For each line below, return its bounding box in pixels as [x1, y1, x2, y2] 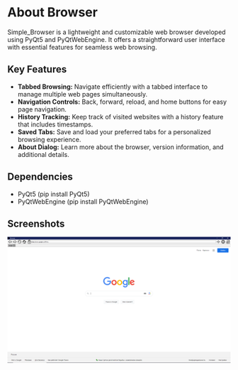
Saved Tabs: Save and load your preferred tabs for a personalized [17, 127, 211, 136]
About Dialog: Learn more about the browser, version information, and [17, 143, 225, 151]
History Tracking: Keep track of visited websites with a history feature [17, 112, 224, 121]
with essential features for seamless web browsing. [7, 43, 157, 51]
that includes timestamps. [17, 120, 93, 129]
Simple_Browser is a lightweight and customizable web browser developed [7, 28, 226, 36]
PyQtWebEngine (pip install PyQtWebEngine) [17, 197, 149, 206]
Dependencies [7, 171, 73, 183]
